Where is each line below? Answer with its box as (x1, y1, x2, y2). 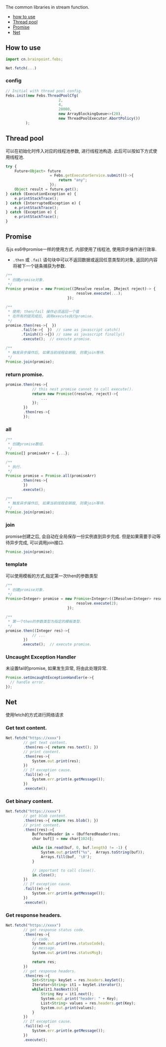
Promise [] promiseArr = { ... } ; (5, 451, 70, 455)
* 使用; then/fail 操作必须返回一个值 (7, 309, 79, 314)
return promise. (5, 371, 44, 378)
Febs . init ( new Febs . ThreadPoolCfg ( (5, 93, 79, 98)
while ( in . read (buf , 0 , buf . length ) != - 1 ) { (32, 845, 127, 850)
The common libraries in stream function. (5, 4, 90, 10)
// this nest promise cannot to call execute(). (32, 386, 134, 391)
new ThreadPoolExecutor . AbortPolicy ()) (58, 116, 140, 121)
